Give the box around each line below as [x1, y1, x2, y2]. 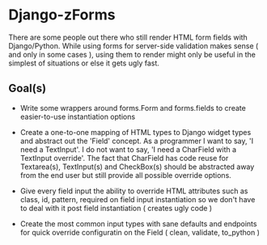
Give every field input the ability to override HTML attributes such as [19, 186, 248, 196]
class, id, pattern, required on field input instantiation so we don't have [19, 194, 256, 204]
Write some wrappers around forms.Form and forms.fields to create [19, 103, 247, 112]
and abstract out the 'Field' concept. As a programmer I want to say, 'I [19, 136, 253, 146]
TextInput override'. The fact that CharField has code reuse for [19, 153, 229, 163]
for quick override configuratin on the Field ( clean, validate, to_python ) [19, 227, 261, 237]
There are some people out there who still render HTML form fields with [8, 32, 248, 42]
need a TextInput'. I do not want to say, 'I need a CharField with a [19, 144, 237, 154]
